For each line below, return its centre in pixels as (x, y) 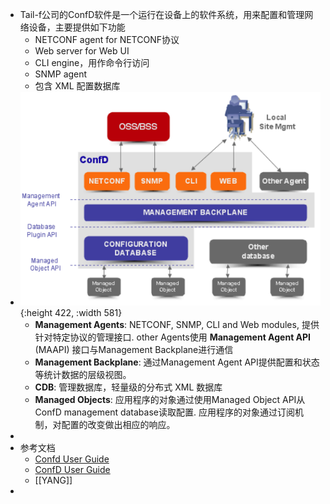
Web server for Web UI (82, 51)
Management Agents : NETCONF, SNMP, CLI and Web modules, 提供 (177, 325)
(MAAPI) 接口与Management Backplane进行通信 (134, 350)
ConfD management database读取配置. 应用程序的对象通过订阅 (164, 412)
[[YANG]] (53, 480)
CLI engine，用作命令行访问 (92, 62)
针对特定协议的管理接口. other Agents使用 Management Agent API (173, 337)
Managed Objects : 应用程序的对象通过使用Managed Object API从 (170, 400)
